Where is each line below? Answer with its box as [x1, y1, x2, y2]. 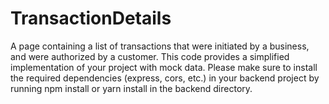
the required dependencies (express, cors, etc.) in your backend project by [10, 72, 320, 84]
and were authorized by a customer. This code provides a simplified [10, 50, 290, 62]
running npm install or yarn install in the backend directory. [10, 82, 253, 94]
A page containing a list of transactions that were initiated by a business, [10, 40, 310, 52]
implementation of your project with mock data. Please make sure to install [10, 61, 318, 73]
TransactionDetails [10, 7, 172, 30]
